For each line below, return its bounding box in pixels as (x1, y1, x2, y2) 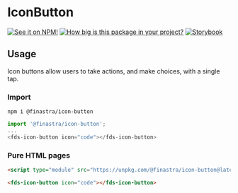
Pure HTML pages (7, 150, 71, 160)
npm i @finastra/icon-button (7, 108, 93, 115)
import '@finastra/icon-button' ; (7, 121, 106, 128)
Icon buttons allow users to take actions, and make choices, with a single (7, 66, 220, 75)
